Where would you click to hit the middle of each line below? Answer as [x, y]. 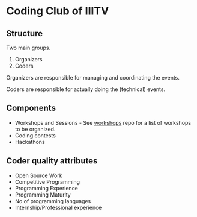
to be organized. [35, 129]
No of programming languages [53, 201]
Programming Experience [46, 188]
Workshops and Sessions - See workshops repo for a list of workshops [103, 122]
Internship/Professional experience [58, 207]
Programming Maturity [43, 195]
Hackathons [30, 142]
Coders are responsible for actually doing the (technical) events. [86, 89]
